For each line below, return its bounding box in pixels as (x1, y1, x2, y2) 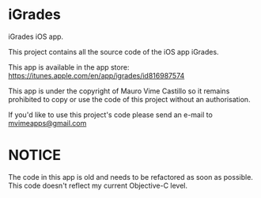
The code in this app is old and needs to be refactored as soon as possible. (8, 172, 253, 181)
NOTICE (8, 147, 62, 164)
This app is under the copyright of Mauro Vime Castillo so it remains (8, 86, 230, 96)
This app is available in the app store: (8, 62, 130, 72)
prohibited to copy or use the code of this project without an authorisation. (8, 94, 251, 104)
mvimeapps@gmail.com (8, 118, 87, 128)
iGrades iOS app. (8, 32, 64, 41)
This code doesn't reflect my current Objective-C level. (8, 181, 188, 190)
